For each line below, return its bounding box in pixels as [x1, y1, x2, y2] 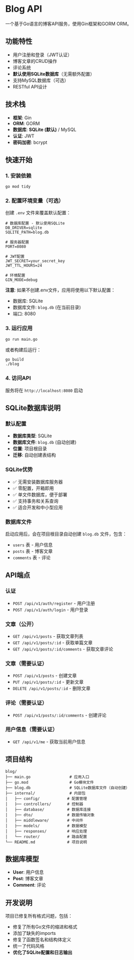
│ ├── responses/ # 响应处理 [5, 829, 87, 834]
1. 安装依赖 [5, 172, 32, 179]
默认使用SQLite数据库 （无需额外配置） [12, 71, 95, 77]
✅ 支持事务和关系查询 [12, 498, 59, 504]
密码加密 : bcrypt [12, 139, 48, 145]
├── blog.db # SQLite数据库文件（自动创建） [5, 785, 130, 790]
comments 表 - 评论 [12, 554, 51, 561]
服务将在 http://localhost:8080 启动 [5, 387, 83, 393]
